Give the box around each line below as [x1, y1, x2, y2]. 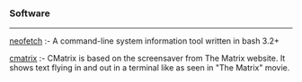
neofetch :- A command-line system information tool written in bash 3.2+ [9, 36, 280, 46]
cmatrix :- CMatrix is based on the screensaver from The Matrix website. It [9, 53, 286, 64]
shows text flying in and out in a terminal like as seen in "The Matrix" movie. [9, 62, 290, 73]
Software [9, 7, 51, 20]
